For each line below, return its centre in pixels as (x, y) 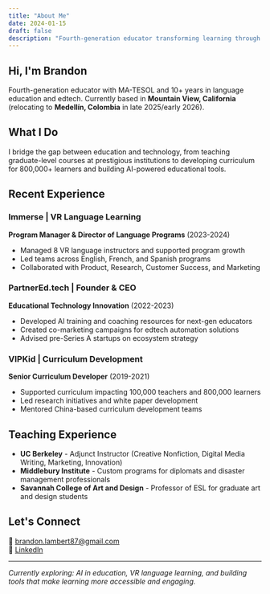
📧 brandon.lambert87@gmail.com (64, 541)
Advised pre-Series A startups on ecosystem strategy (109, 338)
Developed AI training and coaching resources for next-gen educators (136, 321)
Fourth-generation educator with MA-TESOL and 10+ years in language (126, 90)
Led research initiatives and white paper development (109, 401)
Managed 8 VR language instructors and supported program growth (132, 250)
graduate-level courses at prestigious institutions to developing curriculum (132, 160)
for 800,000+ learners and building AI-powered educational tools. (117, 169)
